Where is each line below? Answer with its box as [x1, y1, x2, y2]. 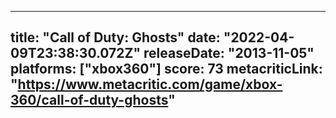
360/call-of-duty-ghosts [10, 92, 169, 109]
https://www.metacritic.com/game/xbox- [17, 76, 283, 93]
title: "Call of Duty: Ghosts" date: [10, 29, 221, 46]
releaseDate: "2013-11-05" [143, 45, 315, 62]
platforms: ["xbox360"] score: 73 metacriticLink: [10, 61, 323, 78]
